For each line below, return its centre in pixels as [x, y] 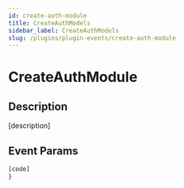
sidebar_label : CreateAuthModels [64, 30]
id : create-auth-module [48, 16]
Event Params [43, 151]
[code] [19, 169]
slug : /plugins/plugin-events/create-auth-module [92, 38]
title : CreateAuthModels [49, 23]
